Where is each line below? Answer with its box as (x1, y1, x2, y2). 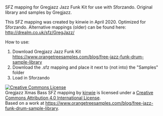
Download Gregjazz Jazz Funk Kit (12, 49, 81, 54)
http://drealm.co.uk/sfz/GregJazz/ (5, 30, 75, 35)
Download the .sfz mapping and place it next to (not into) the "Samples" (12, 64, 159, 70)
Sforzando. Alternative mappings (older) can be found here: (5, 24, 127, 30)
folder (12, 70, 25, 76)
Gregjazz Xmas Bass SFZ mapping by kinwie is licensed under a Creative (5, 90, 154, 95)
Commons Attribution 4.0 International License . (5, 95, 101, 101)
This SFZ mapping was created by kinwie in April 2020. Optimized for (5, 19, 146, 25)
